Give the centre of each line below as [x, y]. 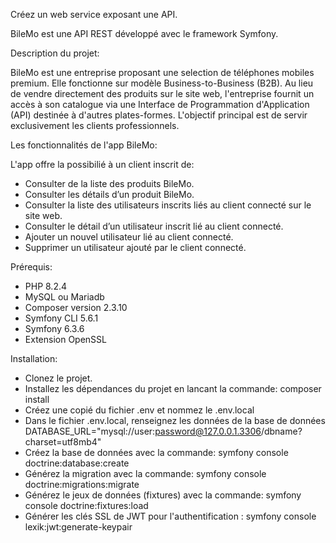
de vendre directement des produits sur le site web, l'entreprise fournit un [162, 93]
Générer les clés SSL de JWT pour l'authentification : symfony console [170, 516]
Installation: [34, 358]
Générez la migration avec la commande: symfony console [145, 473]
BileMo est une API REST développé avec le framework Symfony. [144, 33]
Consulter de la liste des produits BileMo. [109, 183]
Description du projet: [55, 53]
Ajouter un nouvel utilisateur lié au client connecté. [129, 237]
